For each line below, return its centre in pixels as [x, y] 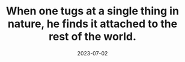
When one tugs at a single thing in [92, 11]
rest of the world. [92, 37]
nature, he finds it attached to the [92, 24]
